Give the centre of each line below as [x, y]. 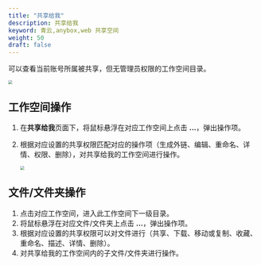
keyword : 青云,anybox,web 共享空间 [64, 30]
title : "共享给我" [37, 15]
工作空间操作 [40, 107]
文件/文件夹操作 [47, 192]
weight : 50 [26, 38]
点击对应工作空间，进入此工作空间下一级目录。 [96, 213]
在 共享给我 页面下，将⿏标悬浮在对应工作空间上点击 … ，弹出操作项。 [132, 127]
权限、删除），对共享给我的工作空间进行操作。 [109, 154]
